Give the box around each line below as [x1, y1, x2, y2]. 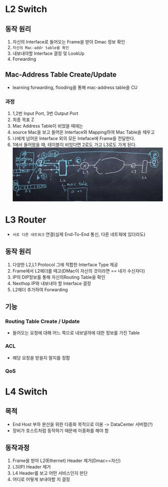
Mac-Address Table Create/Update [5, 70, 116, 79]
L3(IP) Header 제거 [12, 464, 51, 470]
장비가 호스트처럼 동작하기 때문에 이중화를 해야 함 [12, 427, 109, 433]
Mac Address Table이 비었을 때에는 [12, 123, 83, 129]
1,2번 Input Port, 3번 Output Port [12, 110, 78, 116]
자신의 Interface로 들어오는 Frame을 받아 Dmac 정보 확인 [12, 39, 125, 44]
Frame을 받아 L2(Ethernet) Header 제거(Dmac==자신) [12, 457, 121, 463]
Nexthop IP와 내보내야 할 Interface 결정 [12, 280, 91, 286]
